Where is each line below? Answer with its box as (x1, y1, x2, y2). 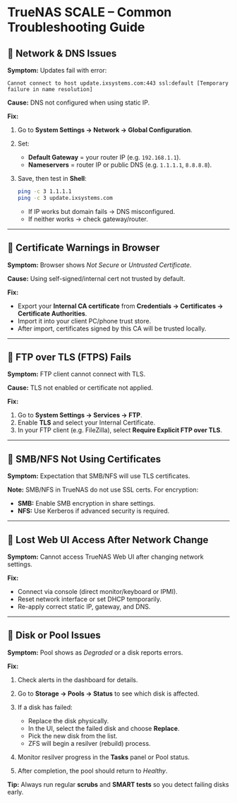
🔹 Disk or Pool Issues (7, 629, 101, 641)
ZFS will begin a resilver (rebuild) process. (28, 739, 151, 747)
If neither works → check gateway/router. (28, 215, 148, 223)
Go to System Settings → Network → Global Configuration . (17, 126, 193, 134)
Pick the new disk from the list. (28, 732, 118, 740)
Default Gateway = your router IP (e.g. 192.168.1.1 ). (28, 153, 181, 161)
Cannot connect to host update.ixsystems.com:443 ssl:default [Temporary (7, 80, 229, 87)
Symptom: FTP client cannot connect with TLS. (7, 370, 146, 379)
